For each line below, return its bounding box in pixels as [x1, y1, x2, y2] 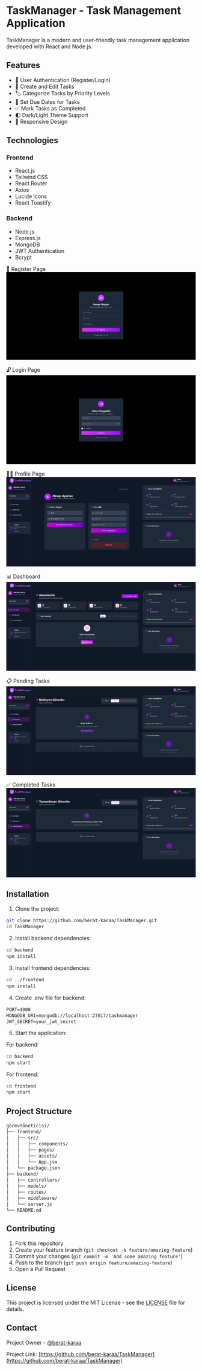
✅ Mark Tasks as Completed [14, 104, 86, 112]
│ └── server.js [6, 1202, 52, 1208]
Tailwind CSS [14, 173, 48, 181]
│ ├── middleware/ [6, 1196, 58, 1202]
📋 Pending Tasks [6, 677, 50, 684]
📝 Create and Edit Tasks [14, 83, 75, 90]
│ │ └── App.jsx [6, 1159, 58, 1165]
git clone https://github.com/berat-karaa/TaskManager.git [6, 917, 158, 923]
